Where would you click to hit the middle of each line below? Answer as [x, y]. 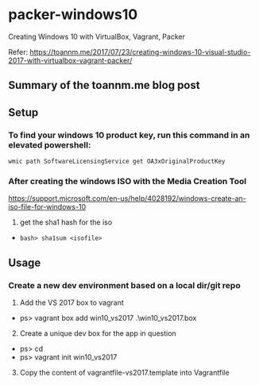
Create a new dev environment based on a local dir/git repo [124, 285]
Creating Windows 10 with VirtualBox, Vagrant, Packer [97, 37]
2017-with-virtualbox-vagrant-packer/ [70, 60]
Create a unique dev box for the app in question [98, 333]
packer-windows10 [73, 15]
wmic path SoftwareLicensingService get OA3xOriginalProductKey [117, 162]
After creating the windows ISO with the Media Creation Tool [128, 181]
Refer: [18, 52]
